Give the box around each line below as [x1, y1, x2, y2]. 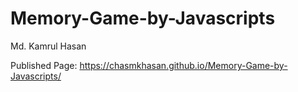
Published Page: [10, 59, 78, 71]
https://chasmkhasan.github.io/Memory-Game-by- [79, 59, 288, 71]
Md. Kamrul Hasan [10, 40, 87, 52]
